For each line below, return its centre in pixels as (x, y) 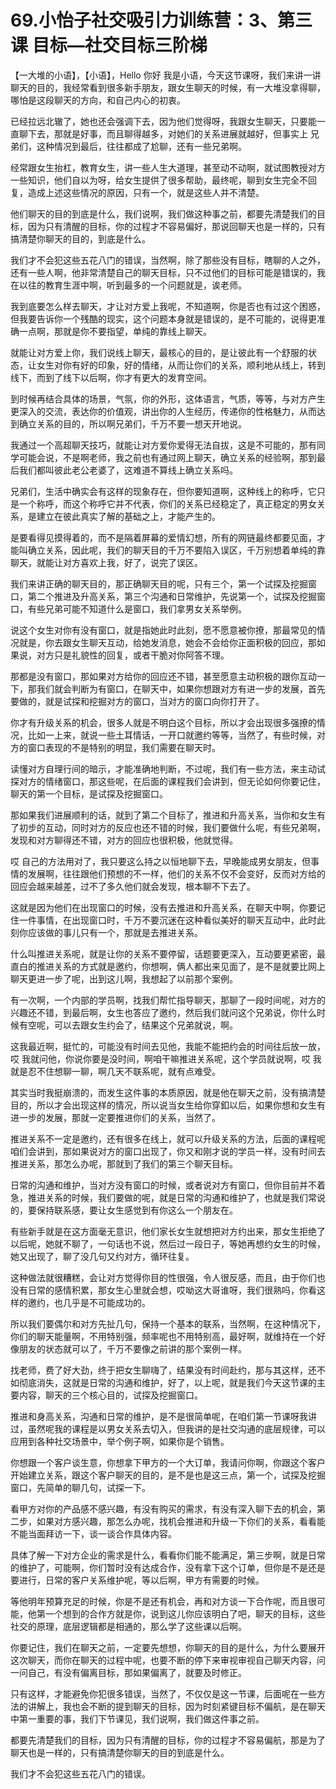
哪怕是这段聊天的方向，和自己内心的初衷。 (98, 100)
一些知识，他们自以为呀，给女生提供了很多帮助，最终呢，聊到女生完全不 (159, 180)
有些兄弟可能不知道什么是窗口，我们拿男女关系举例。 (137, 608)
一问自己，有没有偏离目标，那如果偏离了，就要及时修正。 (128, 1672)
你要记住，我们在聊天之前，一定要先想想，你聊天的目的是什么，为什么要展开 (168, 1647)
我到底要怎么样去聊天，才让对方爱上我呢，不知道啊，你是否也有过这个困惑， (168, 306)
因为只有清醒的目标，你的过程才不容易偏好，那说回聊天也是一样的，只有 (176, 226)
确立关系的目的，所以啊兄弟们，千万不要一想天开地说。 (132, 423)
